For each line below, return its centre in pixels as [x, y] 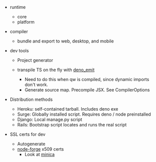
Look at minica [40, 154]
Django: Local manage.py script [50, 120]
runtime [18, 7]
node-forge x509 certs [41, 149]
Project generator [35, 60]
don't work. [36, 84]
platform [26, 22]
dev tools [19, 51]
